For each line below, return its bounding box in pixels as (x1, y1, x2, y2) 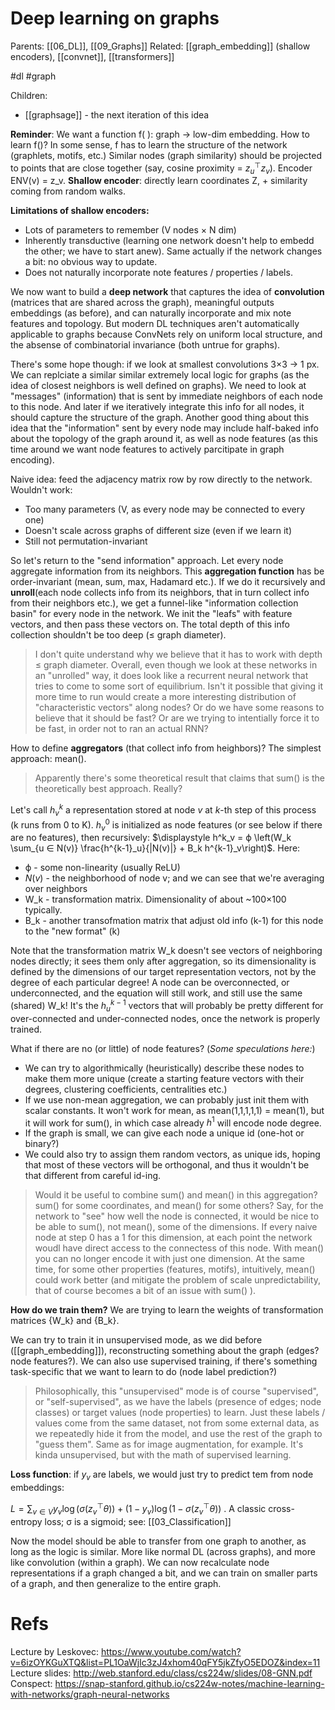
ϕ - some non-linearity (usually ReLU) (24, 862, 181, 874)
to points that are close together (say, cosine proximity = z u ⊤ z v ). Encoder (10, 160, 313, 176)
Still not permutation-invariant (24, 535, 148, 547)
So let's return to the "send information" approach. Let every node (10, 555, 284, 567)
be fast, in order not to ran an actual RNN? (34, 723, 209, 735)
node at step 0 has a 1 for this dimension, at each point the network (34, 1232, 313, 1244)
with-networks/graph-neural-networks (10, 1688, 170, 1700)
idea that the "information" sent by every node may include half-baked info (10, 422, 319, 434)
